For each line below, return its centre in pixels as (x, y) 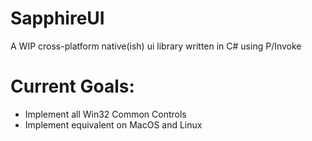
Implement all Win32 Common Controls (105, 114)
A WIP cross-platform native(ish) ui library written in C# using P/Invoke (156, 46)
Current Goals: (72, 86)
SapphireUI (57, 18)
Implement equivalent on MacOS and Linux (113, 124)
